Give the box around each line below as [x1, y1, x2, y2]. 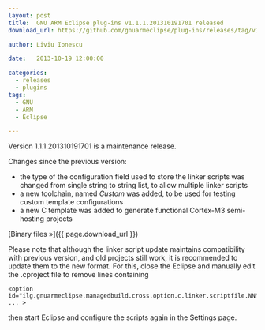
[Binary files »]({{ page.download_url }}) [8, 230, 139, 239]
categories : [8, 69, 47, 77]
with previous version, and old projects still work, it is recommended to [8, 253, 238, 263]
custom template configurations [19, 197, 124, 207]
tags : [8, 91, 26, 99]
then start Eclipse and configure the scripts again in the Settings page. [8, 313, 237, 322]
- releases [15, 77, 51, 84]
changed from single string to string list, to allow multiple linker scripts [19, 181, 248, 190]
